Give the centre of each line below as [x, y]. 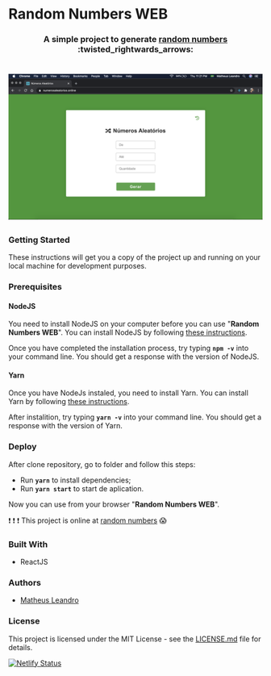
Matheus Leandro [49, 600]
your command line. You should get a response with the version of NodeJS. [134, 357]
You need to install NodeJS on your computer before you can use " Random [134, 324]
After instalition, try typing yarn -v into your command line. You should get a [135, 417]
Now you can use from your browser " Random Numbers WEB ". [114, 504]
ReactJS [34, 561]
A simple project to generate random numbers [135, 40]
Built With [28, 544]
